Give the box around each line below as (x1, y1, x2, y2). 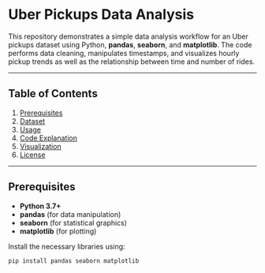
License (19, 150, 46, 159)
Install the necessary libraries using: (8, 241, 125, 251)
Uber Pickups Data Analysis (8, 6, 195, 24)
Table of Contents (8, 87, 99, 100)
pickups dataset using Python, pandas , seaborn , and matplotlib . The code (8, 39, 252, 49)
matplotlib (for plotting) (19, 226, 97, 236)
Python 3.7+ (19, 201, 62, 211)
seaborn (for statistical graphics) (19, 218, 128, 227)
